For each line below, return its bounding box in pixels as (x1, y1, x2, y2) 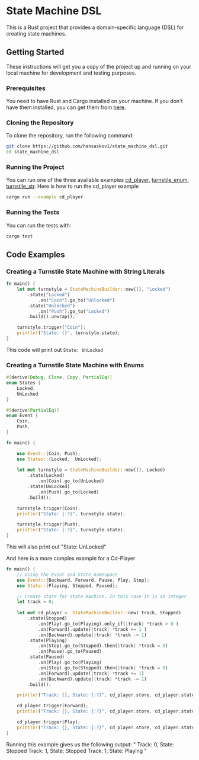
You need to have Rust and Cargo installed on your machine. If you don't (6, 98, 183, 105)
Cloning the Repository (6, 118, 74, 127)
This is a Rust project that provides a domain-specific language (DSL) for (6, 24, 184, 31)
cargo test (6, 233, 33, 239)
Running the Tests (6, 209, 60, 217)
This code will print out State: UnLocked (6, 346, 104, 353)
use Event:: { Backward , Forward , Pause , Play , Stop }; (17, 577, 150, 583)
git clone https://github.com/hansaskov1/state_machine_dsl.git (6, 143, 168, 149)
